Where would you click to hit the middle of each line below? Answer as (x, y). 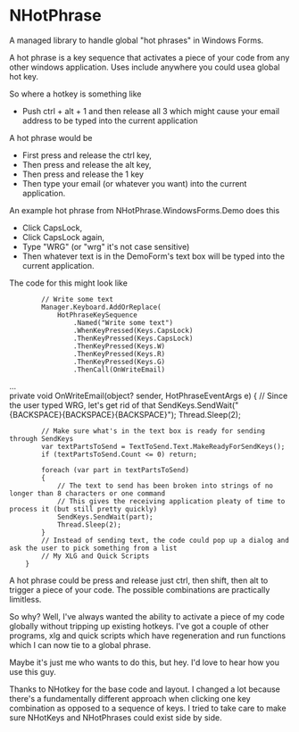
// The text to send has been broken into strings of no (165, 486)
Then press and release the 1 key (83, 174)
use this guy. (33, 671)
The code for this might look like (68, 283)
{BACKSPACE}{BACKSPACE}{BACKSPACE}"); (93, 414)
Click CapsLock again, (63, 237)
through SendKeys (42, 438)
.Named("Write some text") (123, 322)
